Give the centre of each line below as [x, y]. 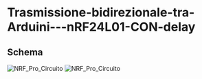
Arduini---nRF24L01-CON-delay [101, 27]
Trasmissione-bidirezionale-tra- [101, 13]
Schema [25, 52]
